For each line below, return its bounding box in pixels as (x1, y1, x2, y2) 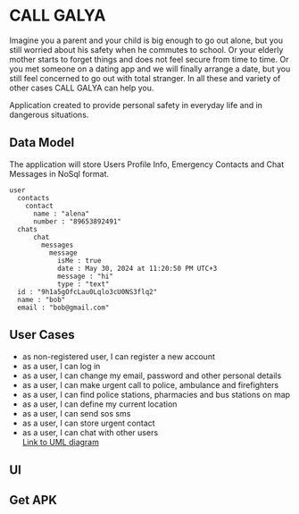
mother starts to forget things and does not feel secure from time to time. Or (9, 54, 289, 64)
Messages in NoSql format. (9, 168, 110, 179)
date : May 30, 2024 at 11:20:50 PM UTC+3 (56, 264, 218, 273)
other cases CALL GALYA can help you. (9, 82, 154, 93)
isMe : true (56, 256, 102, 265)
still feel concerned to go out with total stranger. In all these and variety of (9, 72, 281, 83)
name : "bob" (17, 295, 66, 304)
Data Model (9, 135, 75, 150)
